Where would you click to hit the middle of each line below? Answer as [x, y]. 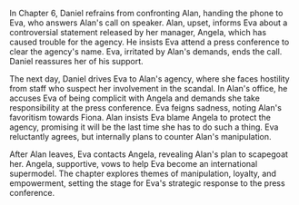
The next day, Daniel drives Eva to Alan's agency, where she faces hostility [149, 79]
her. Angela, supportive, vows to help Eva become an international [134, 164]
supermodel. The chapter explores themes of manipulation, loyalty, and [143, 173]
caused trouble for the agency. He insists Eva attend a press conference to [149, 42]
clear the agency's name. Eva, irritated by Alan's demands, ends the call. [146, 52]
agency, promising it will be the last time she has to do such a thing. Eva [144, 127]
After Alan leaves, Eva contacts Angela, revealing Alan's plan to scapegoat [149, 154]
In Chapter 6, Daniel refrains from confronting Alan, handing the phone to [146, 13]
